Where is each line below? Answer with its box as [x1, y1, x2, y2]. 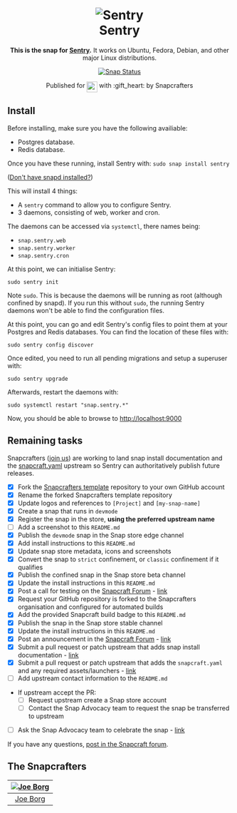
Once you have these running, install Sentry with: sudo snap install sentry [7, 159, 230, 168]
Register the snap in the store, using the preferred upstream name [17, 514, 215, 523]
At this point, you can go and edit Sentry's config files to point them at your [7, 319, 228, 328]
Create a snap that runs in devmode [17, 506, 118, 515]
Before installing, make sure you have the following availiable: [7, 123, 188, 132]
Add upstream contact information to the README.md [17, 674, 168, 682]
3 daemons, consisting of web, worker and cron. [17, 208, 160, 217]
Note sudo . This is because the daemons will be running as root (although [7, 291, 223, 300]
